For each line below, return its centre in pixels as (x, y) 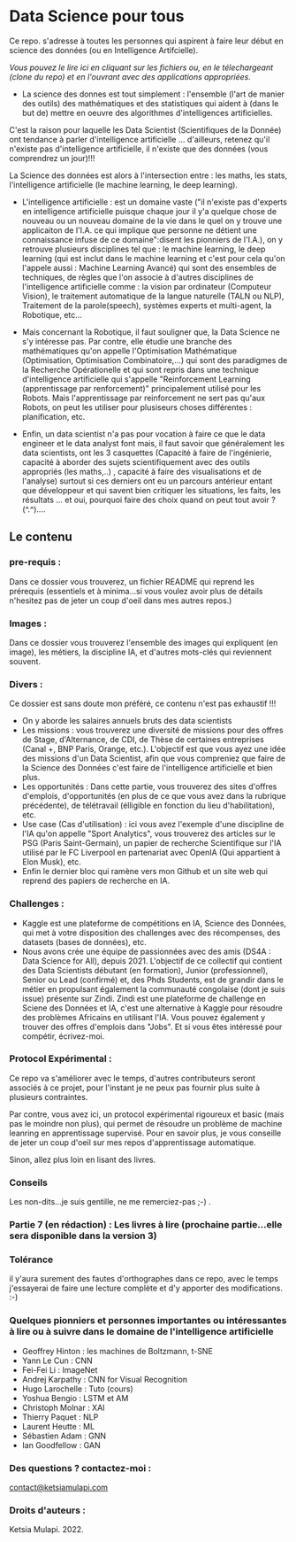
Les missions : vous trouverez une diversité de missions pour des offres (153, 730)
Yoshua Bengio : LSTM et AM (75, 1398)
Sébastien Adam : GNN (64, 1436)
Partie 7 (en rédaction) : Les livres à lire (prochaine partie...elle (146, 1225)
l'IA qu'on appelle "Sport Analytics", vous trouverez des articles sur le (148, 833)
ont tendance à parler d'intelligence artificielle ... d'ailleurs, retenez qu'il (140, 139)
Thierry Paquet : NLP (60, 1417)
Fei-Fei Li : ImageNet (60, 1369)
